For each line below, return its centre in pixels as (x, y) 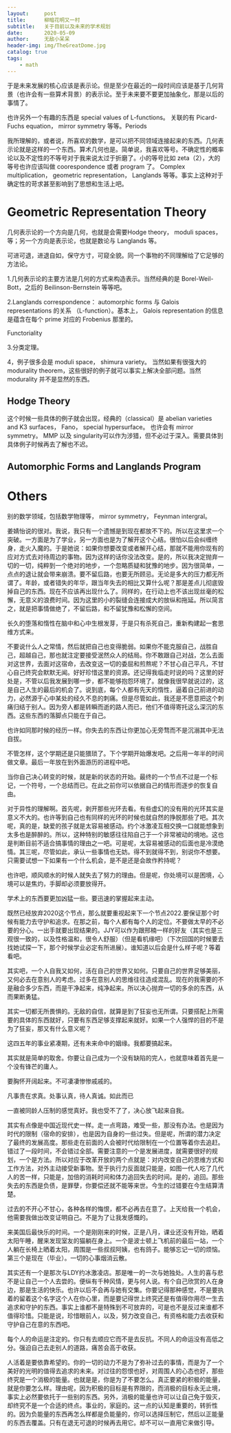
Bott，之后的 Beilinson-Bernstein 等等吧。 (66, 287)
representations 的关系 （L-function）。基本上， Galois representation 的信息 (115, 310)
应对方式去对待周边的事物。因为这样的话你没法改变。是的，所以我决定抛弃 (112, 557)
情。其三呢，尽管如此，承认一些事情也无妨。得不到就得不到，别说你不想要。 (115, 851)
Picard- (207, 117)
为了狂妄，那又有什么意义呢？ (49, 1028)
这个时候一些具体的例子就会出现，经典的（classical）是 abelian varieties (110, 419)
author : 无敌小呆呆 (38, 39)
